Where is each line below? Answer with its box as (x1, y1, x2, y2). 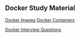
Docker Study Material (5, 4, 75, 12)
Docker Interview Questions (5, 27, 61, 33)
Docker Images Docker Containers (5, 17, 75, 23)
